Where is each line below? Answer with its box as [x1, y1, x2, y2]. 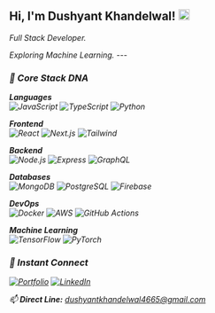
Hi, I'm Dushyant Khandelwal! [9, 9, 176, 24]
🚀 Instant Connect [9, 256, 88, 269]
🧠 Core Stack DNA [9, 72, 88, 84]
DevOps [9, 199, 40, 209]
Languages [9, 92, 52, 103]
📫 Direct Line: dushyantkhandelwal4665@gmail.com [9, 294, 206, 305]
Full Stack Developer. [9, 32, 87, 43]
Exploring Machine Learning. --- [9, 50, 128, 60]
